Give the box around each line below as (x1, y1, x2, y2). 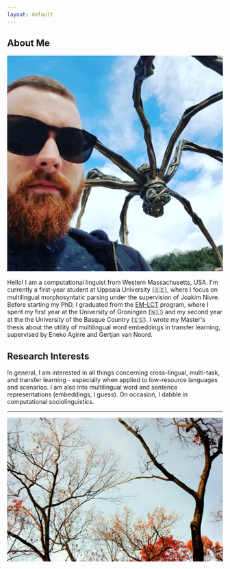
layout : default (7, 11, 53, 18)
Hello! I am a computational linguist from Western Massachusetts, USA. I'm (7, 278, 218, 287)
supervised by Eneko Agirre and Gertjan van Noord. (7, 331, 153, 339)
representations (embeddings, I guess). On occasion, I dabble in (7, 390, 188, 399)
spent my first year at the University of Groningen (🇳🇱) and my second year (7, 308, 222, 316)
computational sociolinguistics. (7, 398, 94, 406)
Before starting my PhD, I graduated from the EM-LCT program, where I (7, 301, 209, 309)
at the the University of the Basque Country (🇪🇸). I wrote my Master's (7, 316, 206, 324)
